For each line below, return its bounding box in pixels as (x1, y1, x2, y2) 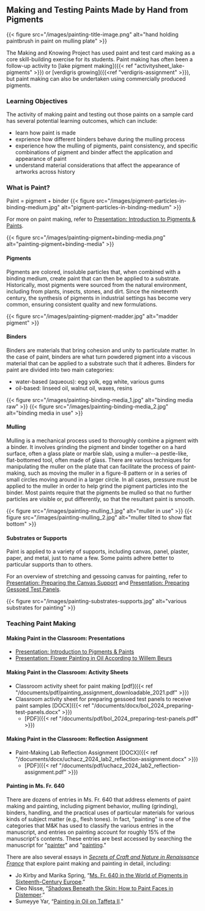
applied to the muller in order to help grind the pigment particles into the (6, 483, 188, 490)
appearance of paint (15, 155, 67, 163)
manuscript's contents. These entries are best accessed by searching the (6, 835, 192, 842)
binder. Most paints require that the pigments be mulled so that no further (6, 489, 192, 496)
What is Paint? (6, 184, 50, 192)
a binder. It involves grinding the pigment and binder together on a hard (6, 444, 187, 451)
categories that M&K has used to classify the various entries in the (6, 822, 174, 829)
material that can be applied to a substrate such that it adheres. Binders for (6, 359, 195, 366)
